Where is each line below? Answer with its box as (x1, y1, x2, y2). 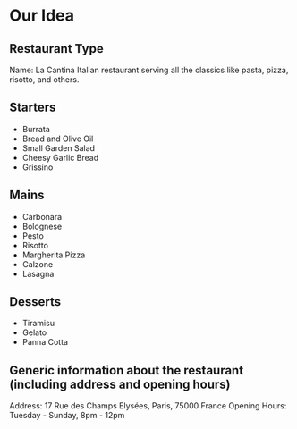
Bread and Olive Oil (21, 133, 94, 144)
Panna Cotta (21, 337, 69, 348)
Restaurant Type (9, 41, 105, 56)
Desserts (9, 294, 61, 309)
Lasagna (21, 268, 55, 279)
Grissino (21, 162, 54, 172)
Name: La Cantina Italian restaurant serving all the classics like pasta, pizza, (9, 64, 289, 75)
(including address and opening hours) (9, 376, 231, 391)
